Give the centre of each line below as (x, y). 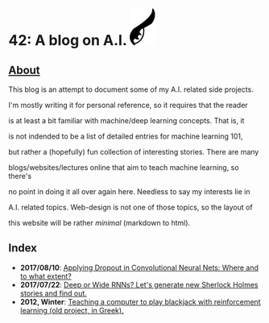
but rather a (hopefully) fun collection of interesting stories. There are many (134, 152)
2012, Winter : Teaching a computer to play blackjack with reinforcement (140, 301)
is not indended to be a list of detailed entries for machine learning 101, (126, 136)
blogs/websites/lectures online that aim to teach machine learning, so (124, 168)
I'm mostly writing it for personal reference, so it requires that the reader (128, 106)
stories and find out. (53, 293)
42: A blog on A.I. (68, 41)
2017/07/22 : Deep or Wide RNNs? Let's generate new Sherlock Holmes (139, 284)
